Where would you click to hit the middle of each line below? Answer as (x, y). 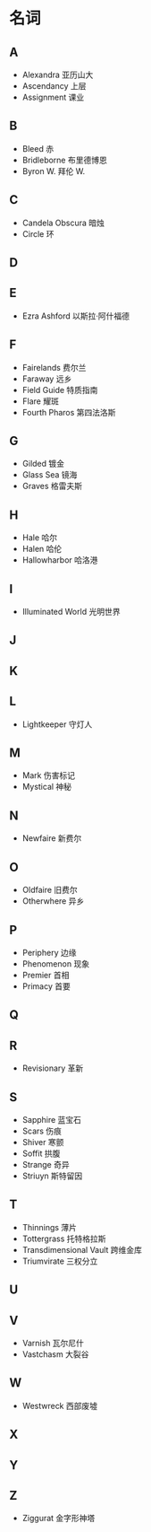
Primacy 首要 (46, 986)
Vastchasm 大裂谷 (55, 1354)
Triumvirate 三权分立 (60, 1261)
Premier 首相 (46, 975)
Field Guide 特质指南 (60, 390)
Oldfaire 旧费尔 (50, 890)
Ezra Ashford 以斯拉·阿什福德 (76, 316)
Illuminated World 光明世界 (71, 612)
